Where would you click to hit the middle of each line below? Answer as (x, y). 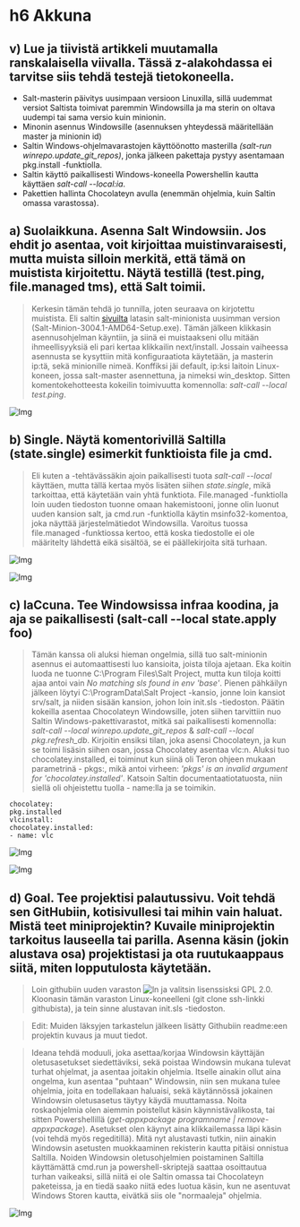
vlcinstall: (31, 820)
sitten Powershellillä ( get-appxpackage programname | (133, 1119)
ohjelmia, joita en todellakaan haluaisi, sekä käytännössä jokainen (152, 1091)
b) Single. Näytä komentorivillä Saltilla (118, 440)
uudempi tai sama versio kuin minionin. (94, 117)
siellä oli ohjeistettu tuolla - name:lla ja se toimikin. (124, 788)
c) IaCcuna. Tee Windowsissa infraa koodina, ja (144, 605)
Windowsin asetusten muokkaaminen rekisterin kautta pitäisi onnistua (160, 1148)
